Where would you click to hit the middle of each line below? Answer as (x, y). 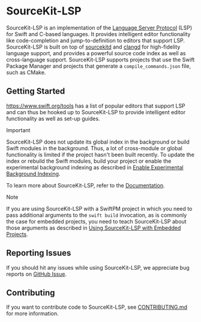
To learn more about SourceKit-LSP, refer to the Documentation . (85, 185)
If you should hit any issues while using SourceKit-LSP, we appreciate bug (98, 267)
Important (18, 130)
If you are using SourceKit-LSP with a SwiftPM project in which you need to (99, 208)
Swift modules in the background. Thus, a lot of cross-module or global (94, 148)
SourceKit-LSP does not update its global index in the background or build (98, 142)
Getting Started (36, 91)
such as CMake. (26, 72)
